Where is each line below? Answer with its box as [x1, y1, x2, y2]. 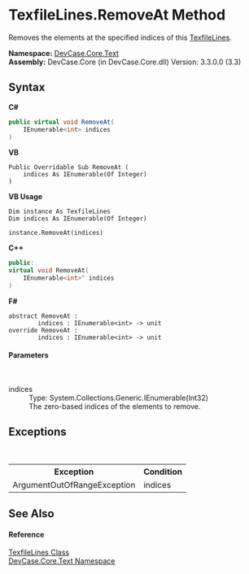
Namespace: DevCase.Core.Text [8, 48, 120, 58]
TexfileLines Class [8, 547, 70, 558]
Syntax [8, 80, 46, 94]
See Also [8, 507, 55, 521]
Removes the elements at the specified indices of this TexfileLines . [8, 33, 232, 42]
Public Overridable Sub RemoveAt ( [8, 163, 129, 172]
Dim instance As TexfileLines [8, 207, 111, 216]
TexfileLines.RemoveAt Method [8, 6, 226, 24]
